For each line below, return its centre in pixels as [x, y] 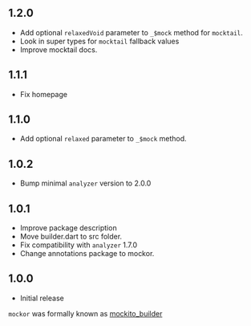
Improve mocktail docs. [59, 49]
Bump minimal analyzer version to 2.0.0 [85, 183]
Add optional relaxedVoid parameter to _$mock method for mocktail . [131, 32]
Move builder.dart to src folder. [71, 237]
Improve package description [69, 228]
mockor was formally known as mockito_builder [85, 313]
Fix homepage [44, 94]
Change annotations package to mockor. [87, 254]
